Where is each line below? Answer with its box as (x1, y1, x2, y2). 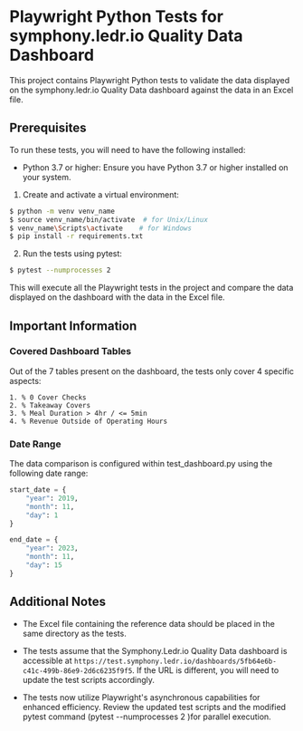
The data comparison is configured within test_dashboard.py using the (9, 458, 273, 469)
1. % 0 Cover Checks (9, 392, 88, 402)
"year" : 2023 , (25, 543, 79, 553)
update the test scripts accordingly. (22, 674, 156, 685)
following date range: (9, 468, 89, 479)
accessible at (22, 655, 72, 666)
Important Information (9, 318, 137, 333)
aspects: (9, 375, 42, 386)
